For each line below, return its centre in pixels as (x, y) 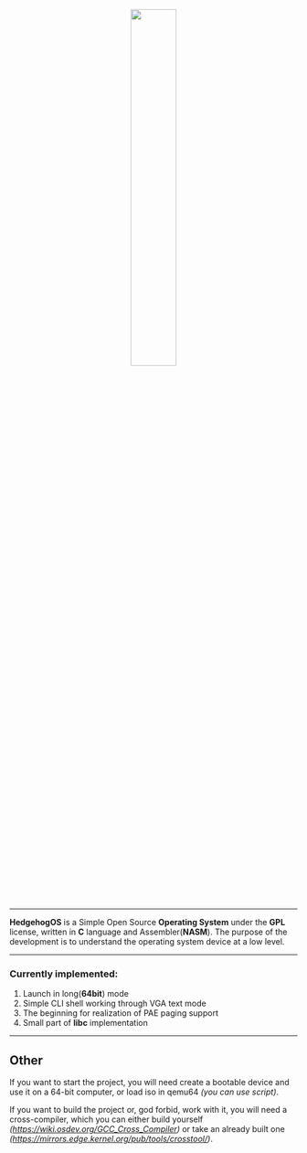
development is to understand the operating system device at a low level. (147, 941)
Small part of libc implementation (85, 1023)
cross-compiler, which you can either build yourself (106, 1119)
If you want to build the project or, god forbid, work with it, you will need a (148, 1110)
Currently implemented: (64, 974)
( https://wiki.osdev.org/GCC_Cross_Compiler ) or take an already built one (147, 1129)
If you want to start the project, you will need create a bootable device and (149, 1083)
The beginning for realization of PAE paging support (121, 1013)
